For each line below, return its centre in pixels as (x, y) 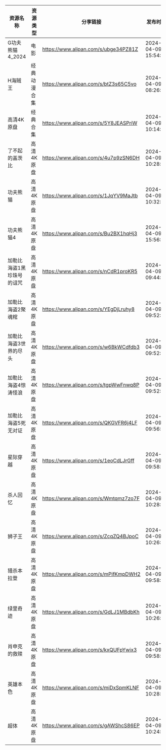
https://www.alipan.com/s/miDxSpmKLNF (91, 688)
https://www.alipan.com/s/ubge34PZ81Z (90, 49)
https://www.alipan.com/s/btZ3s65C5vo (89, 84)
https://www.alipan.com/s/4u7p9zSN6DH (91, 158)
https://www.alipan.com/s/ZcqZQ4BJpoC (90, 536)
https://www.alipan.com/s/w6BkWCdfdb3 (91, 347)
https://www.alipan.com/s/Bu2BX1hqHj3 (90, 234)
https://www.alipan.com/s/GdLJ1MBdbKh (91, 612)
